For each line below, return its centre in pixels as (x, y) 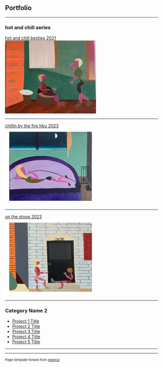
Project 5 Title (26, 342)
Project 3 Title (26, 332)
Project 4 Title (26, 337)
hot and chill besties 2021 (31, 38)
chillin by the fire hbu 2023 (32, 126)
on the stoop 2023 (24, 217)
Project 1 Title (26, 321)
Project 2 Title (26, 326)
